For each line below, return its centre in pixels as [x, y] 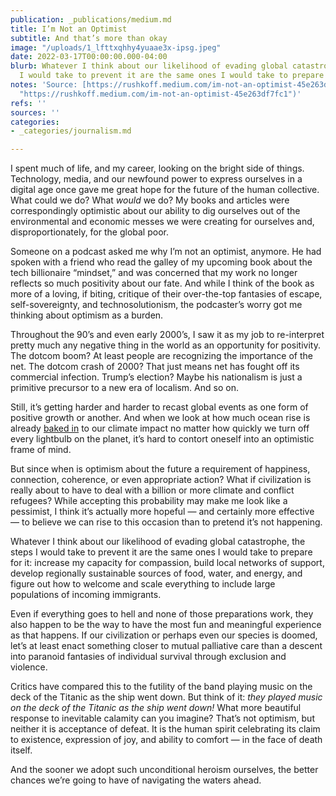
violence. [29, 667]
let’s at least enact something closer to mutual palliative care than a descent [166, 646]
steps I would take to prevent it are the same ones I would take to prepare [161, 552]
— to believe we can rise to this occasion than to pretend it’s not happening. [166, 522]
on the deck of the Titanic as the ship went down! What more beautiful [156, 708]
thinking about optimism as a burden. [87, 315]
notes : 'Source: [44, 85]
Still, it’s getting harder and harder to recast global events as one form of [159, 407]
